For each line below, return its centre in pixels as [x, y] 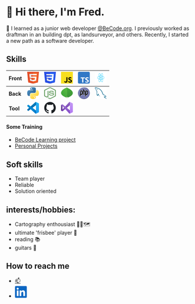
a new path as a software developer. [50, 41]
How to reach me [38, 266]
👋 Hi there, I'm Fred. [55, 12]
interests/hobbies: [41, 210]
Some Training [24, 126]
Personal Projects [36, 146]
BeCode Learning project [45, 140]
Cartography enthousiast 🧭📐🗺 [52, 224]
